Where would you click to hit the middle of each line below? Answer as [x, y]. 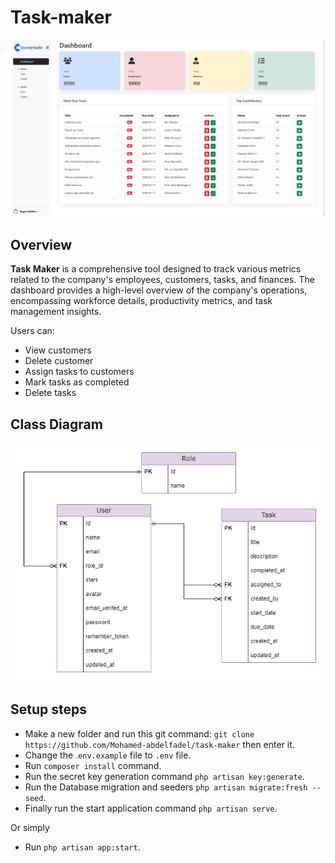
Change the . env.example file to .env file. [108, 755]
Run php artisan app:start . [82, 847]
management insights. [56, 312]
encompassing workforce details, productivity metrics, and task [141, 301]
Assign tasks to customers [79, 372]
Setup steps [48, 709]
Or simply [30, 827]
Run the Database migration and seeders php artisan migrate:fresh [166, 787]
